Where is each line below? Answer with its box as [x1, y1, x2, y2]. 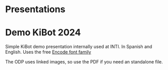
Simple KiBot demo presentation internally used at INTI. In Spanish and [5, 44, 152, 50]
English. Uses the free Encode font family [5, 49, 91, 55]
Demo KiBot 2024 [5, 27, 81, 39]
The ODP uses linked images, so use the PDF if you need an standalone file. [5, 59, 163, 65]
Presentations [5, 4, 66, 15]
